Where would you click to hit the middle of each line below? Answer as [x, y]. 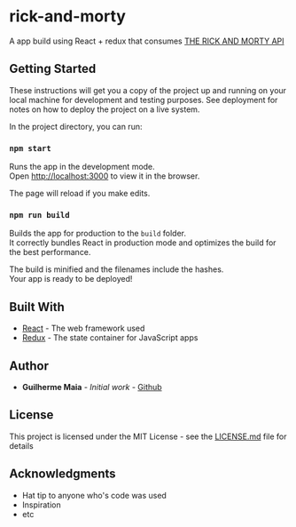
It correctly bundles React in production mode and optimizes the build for [143, 243]
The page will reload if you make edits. [80, 194]
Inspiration [41, 505]
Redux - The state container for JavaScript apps [110, 338]
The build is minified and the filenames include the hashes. [117, 269]
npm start [30, 148]
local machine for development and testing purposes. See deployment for [144, 100]
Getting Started [53, 69]
